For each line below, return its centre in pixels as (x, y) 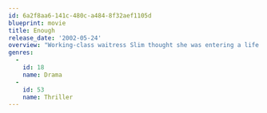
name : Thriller (48, 97)
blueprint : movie (37, 23)
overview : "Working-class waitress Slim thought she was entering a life (134, 45)
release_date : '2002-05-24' (55, 38)
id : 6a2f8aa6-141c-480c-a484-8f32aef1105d (80, 16)
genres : (21, 53)
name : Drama (42, 75)
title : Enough (32, 30)
